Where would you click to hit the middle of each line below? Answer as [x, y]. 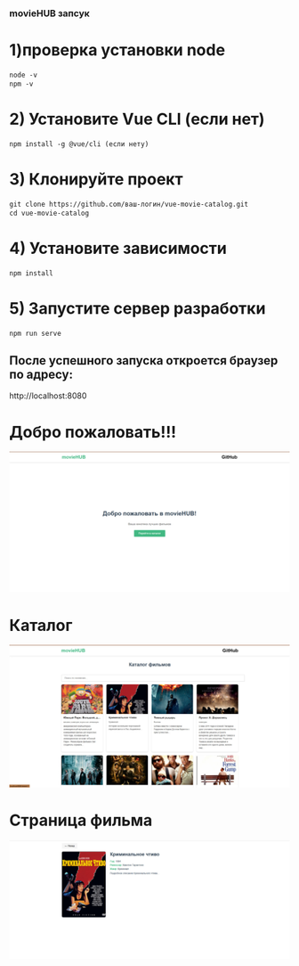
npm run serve [36, 333]
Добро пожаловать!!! [93, 432]
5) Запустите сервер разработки [137, 308]
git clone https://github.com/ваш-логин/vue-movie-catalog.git [129, 204]
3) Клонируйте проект [96, 179]
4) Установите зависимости [118, 248]
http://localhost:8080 [48, 396]
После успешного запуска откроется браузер [144, 360]
